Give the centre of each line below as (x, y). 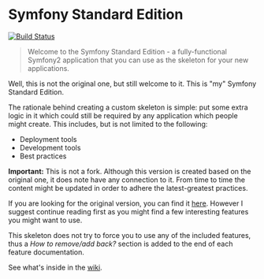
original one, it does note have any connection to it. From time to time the (127, 180)
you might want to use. (45, 220)
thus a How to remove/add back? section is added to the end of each (121, 244)
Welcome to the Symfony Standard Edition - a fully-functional (127, 51)
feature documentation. (46, 252)
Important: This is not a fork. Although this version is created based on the (130, 171)
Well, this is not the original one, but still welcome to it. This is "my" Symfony (132, 84)
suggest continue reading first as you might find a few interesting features (128, 211)
